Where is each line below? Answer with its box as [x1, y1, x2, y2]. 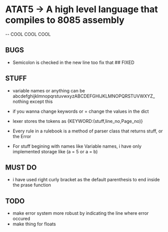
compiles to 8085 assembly [5, 14, 125, 26]
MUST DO [5, 163, 37, 172]
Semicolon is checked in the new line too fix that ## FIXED [12, 59, 135, 65]
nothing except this [12, 98, 53, 105]
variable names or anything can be [12, 87, 85, 93]
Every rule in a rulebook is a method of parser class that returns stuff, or [12, 128, 163, 134]
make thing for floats [12, 221, 56, 227]
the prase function [12, 182, 52, 188]
